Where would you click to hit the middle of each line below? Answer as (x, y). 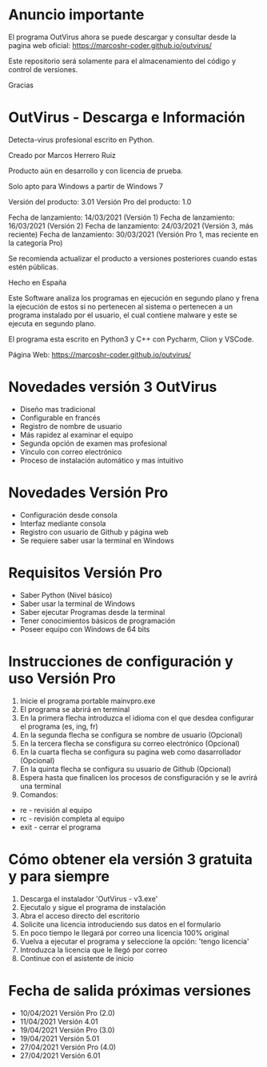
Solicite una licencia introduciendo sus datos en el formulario (120, 924)
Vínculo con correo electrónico (71, 451)
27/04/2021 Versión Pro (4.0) (68, 1047)
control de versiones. (43, 69)
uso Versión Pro (62, 678)
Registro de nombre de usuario (71, 426)
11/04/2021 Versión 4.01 (59, 1021)
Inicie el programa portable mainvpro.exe (88, 701)
